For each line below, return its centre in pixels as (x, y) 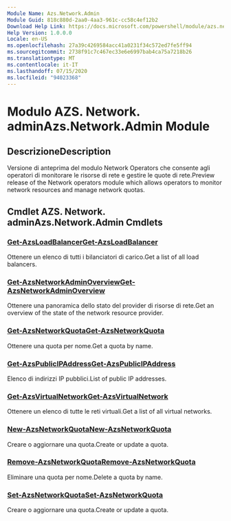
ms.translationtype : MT (41, 59)
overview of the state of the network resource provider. (85, 313)
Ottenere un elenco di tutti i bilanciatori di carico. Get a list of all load (103, 257)
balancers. (22, 264)
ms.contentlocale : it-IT (43, 65)
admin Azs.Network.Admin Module (109, 126)
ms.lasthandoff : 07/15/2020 (47, 71)
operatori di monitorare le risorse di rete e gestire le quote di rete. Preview (111, 176)
